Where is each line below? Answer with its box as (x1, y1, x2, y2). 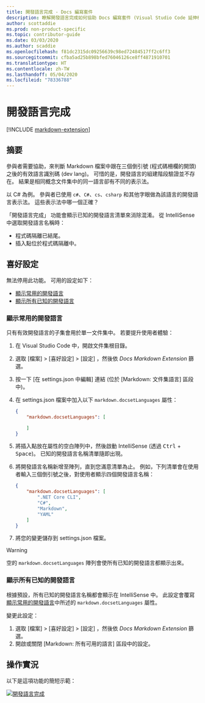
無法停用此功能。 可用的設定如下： (6, 276, 93, 284)
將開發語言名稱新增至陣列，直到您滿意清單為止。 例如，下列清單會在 (15, 463, 188, 470)
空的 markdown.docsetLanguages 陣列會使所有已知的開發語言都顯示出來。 (6, 559, 187, 567)
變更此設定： (6, 611, 38, 619)
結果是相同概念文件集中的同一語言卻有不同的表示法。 (18, 178, 153, 185)
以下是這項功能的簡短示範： (6, 677, 76, 684)
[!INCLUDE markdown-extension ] (6, 126, 90, 133)
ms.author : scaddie (6, 43, 56, 49)
